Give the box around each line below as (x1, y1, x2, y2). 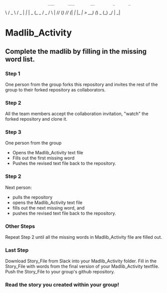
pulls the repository (12, 194, 52, 200)
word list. (5, 55, 35, 63)
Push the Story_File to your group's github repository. (5, 269, 115, 275)
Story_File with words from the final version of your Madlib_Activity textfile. (5, 263, 159, 269)
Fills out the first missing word (12, 155, 75, 161)
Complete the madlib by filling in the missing (5, 47, 147, 56)
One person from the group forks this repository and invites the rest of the (5, 81, 158, 87)
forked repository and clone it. (5, 116, 67, 122)
